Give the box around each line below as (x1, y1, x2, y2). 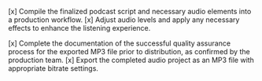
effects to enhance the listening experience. (8, 24, 151, 32)
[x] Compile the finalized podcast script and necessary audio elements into (8, 7, 252, 16)
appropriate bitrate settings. (8, 64, 98, 73)
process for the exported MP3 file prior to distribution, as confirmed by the (8, 47, 250, 56)
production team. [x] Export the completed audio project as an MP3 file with (8, 55, 254, 64)
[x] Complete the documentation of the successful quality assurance (8, 39, 231, 48)
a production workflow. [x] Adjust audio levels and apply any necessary (8, 15, 240, 24)
